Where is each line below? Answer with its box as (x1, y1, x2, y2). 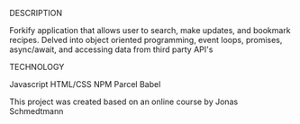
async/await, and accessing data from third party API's (9, 44, 214, 55)
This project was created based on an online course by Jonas (9, 96, 239, 107)
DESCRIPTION (9, 8, 63, 18)
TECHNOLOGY (9, 62, 65, 72)
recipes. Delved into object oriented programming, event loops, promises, (9, 35, 283, 45)
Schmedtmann (9, 106, 64, 116)
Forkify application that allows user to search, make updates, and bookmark (9, 25, 291, 35)
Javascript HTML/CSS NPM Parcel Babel (9, 79, 161, 89)
